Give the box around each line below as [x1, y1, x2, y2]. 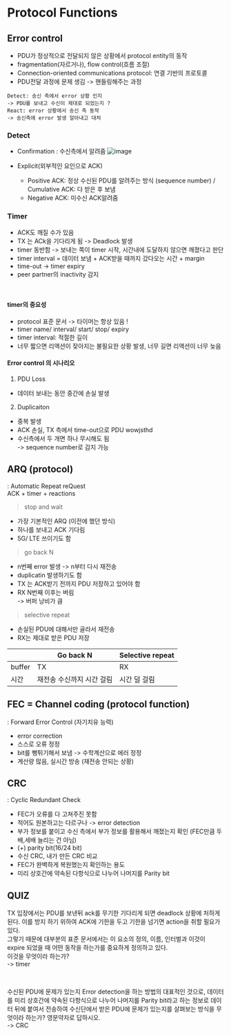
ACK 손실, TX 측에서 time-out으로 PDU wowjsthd [17, 426, 153, 433]
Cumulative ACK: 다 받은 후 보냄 [27, 185, 116, 194]
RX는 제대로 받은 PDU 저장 [17, 633, 90, 642]
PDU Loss [17, 375, 46, 383]
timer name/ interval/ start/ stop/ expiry [17, 325, 130, 333]
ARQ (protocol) [7, 463, 74, 475]
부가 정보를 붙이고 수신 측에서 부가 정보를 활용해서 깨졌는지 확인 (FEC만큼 [17, 828, 215, 836]
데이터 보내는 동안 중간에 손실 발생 [17, 389, 110, 397]
